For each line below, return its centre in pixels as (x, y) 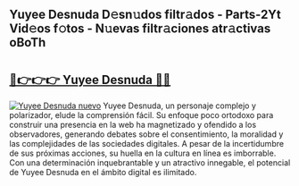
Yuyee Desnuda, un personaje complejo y (179, 106)
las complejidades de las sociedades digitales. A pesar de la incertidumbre (146, 144)
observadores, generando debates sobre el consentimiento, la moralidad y (146, 134)
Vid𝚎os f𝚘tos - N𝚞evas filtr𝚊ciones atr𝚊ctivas (140, 29)
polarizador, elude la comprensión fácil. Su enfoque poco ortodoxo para (141, 115)
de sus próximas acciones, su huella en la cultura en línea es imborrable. (143, 153)
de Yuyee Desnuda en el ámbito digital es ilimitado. (103, 172)
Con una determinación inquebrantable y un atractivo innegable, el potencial (150, 163)
